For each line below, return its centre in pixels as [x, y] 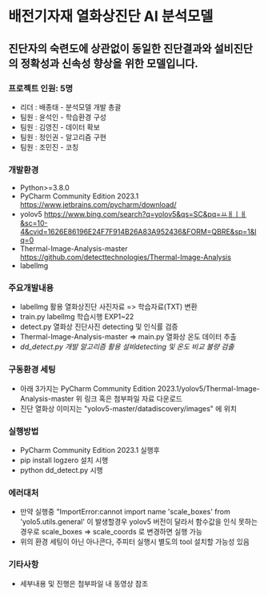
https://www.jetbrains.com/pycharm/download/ [98, 205]
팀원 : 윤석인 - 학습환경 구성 [63, 117]
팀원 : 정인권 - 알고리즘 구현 [63, 137]
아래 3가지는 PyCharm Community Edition [88, 388]
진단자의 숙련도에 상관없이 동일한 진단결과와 [110, 48]
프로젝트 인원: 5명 [41, 88]
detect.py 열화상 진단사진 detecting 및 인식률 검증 [99, 327]
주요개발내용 [31, 288]
